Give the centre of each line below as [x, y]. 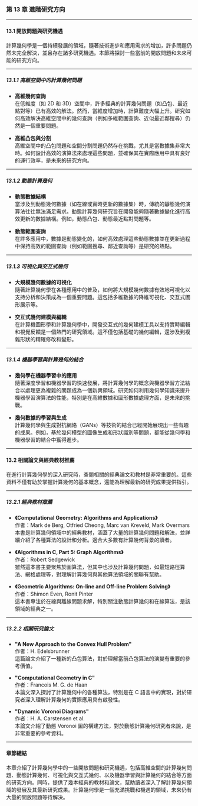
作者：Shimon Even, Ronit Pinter [54, 594]
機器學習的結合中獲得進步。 [48, 440]
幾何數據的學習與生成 [40, 417]
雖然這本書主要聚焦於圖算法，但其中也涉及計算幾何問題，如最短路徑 [97, 567]
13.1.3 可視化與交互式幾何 [37, 267]
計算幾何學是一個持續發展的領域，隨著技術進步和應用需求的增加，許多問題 [96, 45]
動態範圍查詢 [30, 231]
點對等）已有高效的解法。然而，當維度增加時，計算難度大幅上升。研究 [100, 111]
